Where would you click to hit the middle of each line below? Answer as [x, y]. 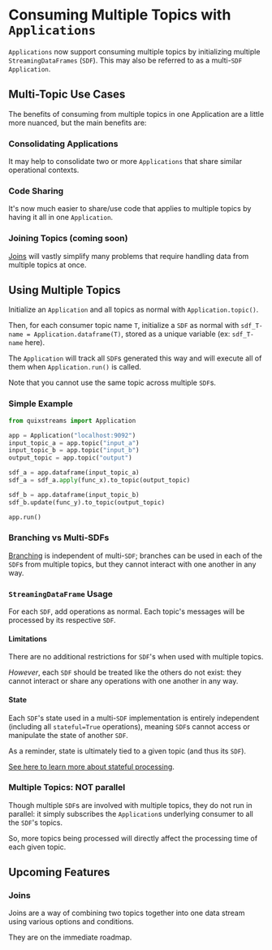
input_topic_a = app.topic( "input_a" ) [74, 443]
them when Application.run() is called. [75, 367]
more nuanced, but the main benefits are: [78, 123]
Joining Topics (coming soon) [68, 239]
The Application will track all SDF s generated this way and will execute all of [135, 358]
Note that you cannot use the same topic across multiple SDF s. [112, 382]
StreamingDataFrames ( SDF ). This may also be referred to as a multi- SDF [125, 60]
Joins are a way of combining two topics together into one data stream [127, 913]
